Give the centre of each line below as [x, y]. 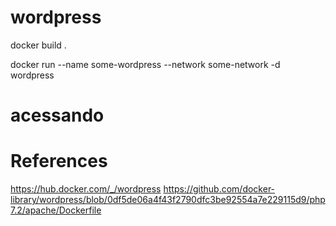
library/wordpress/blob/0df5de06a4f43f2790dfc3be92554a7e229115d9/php [168, 200]
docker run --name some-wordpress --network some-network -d [145, 64]
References [59, 161]
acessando [57, 115]
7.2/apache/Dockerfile [56, 210]
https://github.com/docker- [219, 189]
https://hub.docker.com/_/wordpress [86, 189]
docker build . [38, 45]
